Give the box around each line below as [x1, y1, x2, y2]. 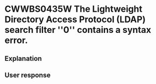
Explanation [4, 54, 42, 62]
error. [4, 35, 28, 46]
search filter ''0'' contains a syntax [4, 25, 152, 35]
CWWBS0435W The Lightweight [4, 3, 143, 15]
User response [4, 71, 51, 79]
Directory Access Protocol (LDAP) [4, 14, 146, 25]
